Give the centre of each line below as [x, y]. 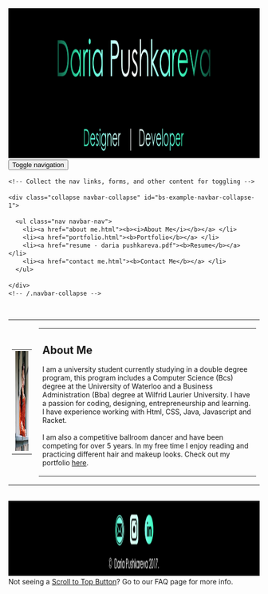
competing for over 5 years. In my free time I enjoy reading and [146, 446]
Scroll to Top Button [84, 582]
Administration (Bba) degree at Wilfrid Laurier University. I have [146, 395]
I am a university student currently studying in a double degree [145, 369]
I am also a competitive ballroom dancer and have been [133, 437]
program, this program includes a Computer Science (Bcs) [138, 378]
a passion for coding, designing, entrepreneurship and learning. [147, 404]
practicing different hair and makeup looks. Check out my [136, 454]
